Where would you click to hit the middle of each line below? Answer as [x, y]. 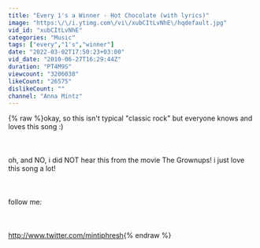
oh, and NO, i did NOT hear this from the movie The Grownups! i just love [126, 160]
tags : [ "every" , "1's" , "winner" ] [61, 45]
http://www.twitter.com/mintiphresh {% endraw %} [90, 235]
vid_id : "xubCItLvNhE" [45, 30]
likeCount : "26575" [40, 81]
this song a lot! [32, 168]
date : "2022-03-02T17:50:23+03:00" [67, 52]
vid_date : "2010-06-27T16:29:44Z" [65, 60]
